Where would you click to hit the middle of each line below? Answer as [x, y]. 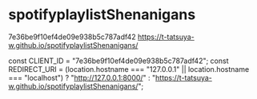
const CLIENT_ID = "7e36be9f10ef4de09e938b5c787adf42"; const [118, 61]
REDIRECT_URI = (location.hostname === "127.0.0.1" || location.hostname [129, 69]
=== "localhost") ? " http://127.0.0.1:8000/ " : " [82, 77]
